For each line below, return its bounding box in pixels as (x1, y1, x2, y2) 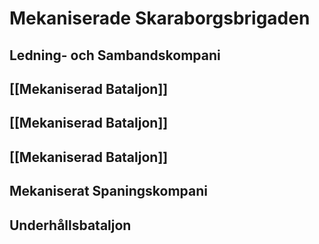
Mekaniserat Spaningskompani (9, 183, 209, 200)
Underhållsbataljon (9, 217, 132, 234)
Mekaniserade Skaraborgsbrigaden (9, 7, 311, 30)
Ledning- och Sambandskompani (9, 47, 221, 64)
